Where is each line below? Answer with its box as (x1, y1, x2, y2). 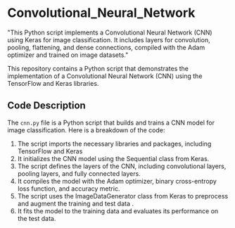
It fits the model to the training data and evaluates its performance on (17, 206, 219, 215)
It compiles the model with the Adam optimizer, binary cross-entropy (17, 177, 217, 185)
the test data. (17, 214, 56, 222)
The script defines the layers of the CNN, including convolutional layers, (17, 162, 227, 170)
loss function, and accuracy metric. (17, 184, 120, 193)
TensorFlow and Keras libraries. (7, 79, 99, 87)
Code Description (7, 100, 86, 112)
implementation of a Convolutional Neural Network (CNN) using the (7, 72, 203, 80)
